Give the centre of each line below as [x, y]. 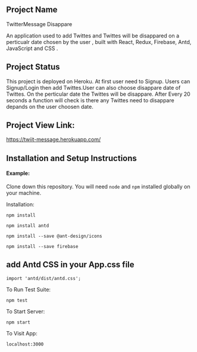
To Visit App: [22, 333]
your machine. [24, 193]
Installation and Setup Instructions [71, 158]
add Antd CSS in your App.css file [71, 265]
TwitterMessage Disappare [39, 24]
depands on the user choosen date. [50, 106]
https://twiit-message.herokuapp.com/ [54, 140]
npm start [18, 322]
